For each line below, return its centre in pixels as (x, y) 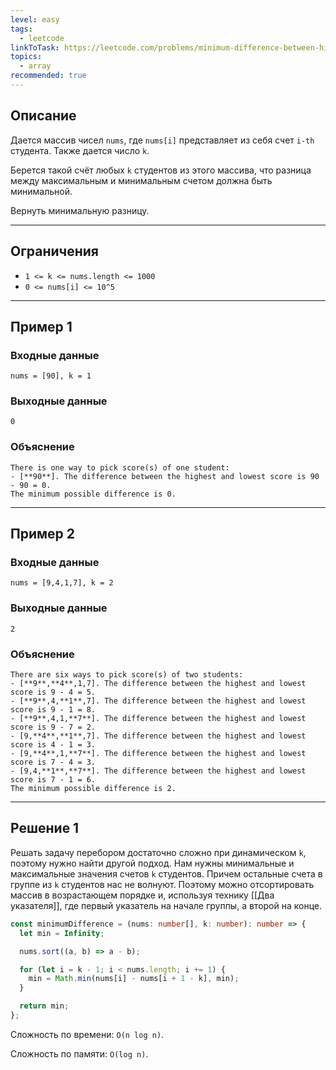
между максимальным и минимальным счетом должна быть (141, 180)
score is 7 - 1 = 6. (53, 780)
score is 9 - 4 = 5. (53, 692)
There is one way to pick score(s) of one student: (120, 467)
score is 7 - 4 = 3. (53, 762)
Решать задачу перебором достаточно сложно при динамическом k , (158, 852)
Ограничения (54, 251)
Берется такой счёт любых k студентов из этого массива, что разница (161, 170)
